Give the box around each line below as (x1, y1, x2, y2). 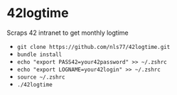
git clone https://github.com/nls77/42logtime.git (16, 43, 171, 50)
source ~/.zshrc (16, 73, 65, 81)
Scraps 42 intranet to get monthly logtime (6, 28, 129, 37)
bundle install (16, 51, 63, 58)
